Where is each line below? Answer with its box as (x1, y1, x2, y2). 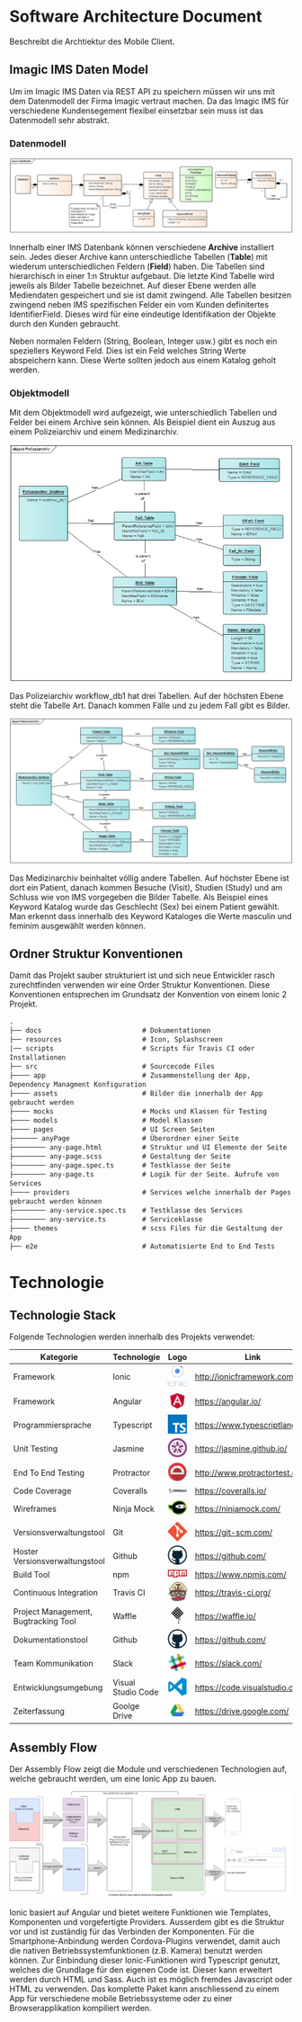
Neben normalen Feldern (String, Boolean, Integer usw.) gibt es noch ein (9, 336, 278, 346)
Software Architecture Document (9, 6, 262, 27)
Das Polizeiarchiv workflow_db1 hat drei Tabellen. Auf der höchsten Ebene (9, 690, 284, 701)
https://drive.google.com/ (194, 1705, 289, 1716)
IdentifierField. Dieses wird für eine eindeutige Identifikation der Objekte (9, 309, 277, 319)
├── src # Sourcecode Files (9, 1062, 216, 1071)
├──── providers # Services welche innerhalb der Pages (9, 1188, 292, 1197)
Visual (112, 1678, 136, 1688)
